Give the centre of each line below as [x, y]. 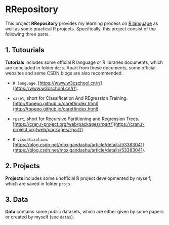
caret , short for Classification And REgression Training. [70, 98]
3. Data [17, 199]
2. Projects [23, 166]
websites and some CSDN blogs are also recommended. [64, 73]
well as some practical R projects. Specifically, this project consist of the [81, 28]
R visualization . [30, 139]
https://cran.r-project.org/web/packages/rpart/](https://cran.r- [80, 124]
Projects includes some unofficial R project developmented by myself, [78, 178]
